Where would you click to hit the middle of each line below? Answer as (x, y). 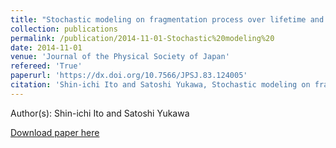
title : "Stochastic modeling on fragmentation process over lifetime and (167, 19)
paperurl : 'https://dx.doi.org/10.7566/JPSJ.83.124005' (129, 76)
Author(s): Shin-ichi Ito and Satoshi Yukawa (100, 113)
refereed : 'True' (46, 66)
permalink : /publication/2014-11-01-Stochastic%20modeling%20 (142, 38)
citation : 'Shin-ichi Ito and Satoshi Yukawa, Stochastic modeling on (160, 85)
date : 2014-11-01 (46, 47)
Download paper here (55, 132)
